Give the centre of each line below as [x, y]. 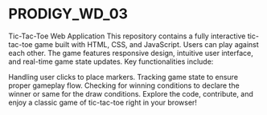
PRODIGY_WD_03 [68, 14]
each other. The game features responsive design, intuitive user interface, [131, 53]
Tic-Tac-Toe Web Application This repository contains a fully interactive [127, 36]
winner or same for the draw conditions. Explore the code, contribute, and [131, 93]
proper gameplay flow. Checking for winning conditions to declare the [124, 85]
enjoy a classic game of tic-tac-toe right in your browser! [103, 102]
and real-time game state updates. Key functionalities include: [111, 61]
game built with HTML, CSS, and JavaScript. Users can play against [146, 44]
